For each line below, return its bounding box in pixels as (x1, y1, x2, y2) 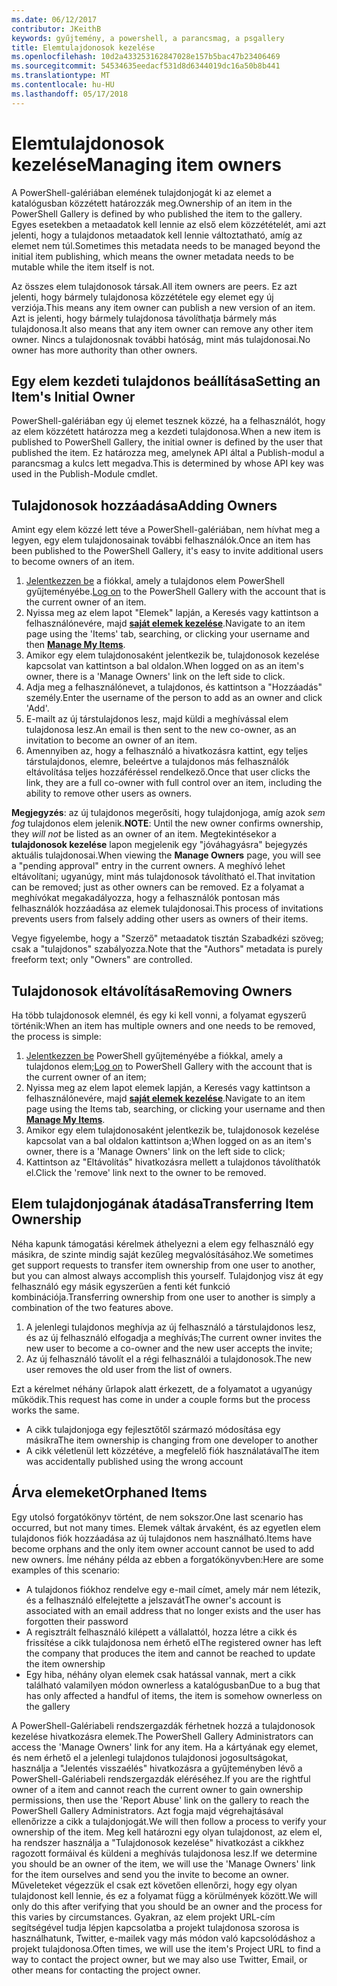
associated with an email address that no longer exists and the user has (25, 1604, 321, 1616)
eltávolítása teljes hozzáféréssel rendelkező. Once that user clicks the (25, 766, 311, 778)
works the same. (11, 1404, 80, 1416)
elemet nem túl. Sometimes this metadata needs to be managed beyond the (11, 239, 321, 251)
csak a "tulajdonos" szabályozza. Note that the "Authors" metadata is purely (11, 943, 323, 955)
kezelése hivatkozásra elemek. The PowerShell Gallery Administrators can (11, 1730, 314, 1742)
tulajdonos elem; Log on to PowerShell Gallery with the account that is (25, 1061, 313, 1072)
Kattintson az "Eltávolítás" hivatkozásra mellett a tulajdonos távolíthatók (25, 1156, 321, 1168)
